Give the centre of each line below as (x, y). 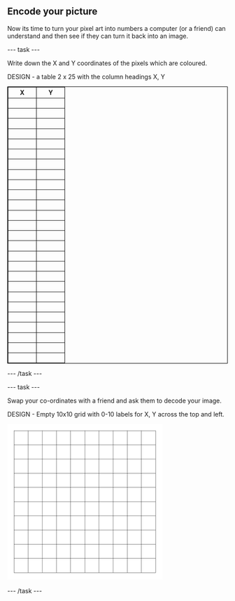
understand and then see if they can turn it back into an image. (98, 36)
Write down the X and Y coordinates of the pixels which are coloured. (107, 63)
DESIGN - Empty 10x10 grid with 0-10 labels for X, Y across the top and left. (116, 414)
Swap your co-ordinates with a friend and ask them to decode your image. (115, 401)
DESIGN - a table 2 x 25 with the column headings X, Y (86, 76)
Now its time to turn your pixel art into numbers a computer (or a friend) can (116, 28)
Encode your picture (52, 12)
